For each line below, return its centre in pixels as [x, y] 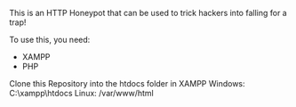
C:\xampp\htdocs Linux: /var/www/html [81, 93]
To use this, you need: [50, 40]
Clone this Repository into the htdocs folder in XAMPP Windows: [128, 83]
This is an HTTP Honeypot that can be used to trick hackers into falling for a [148, 13]
